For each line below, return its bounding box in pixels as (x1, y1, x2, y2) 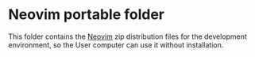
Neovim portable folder (8, 6, 165, 24)
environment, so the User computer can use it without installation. (8, 40, 224, 49)
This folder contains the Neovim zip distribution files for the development (8, 32, 248, 41)
